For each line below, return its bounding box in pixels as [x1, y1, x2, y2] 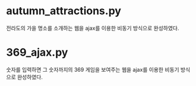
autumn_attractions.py [6, 4, 122, 18]
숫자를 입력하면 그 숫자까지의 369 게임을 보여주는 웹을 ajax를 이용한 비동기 [6, 66, 179, 73]
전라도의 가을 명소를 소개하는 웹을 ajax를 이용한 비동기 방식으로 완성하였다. [6, 24, 179, 31]
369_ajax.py [6, 46, 68, 59]
